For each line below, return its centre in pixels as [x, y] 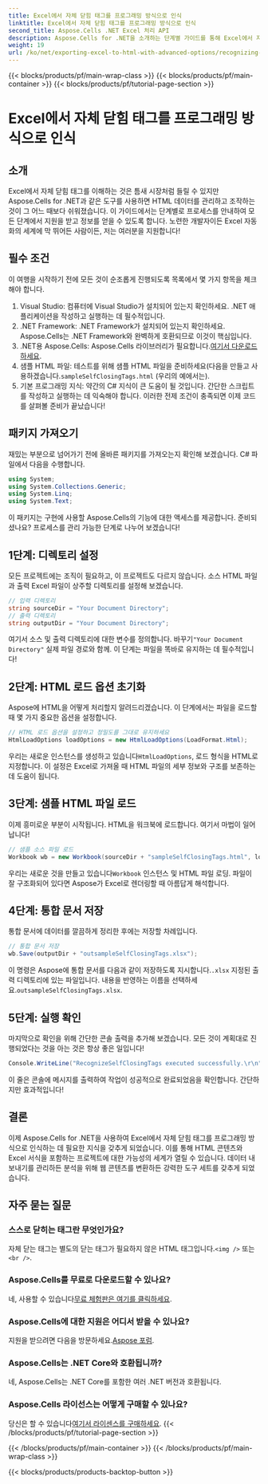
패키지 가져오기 [43, 433]
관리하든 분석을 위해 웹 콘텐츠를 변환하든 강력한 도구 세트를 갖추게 [138, 1167]
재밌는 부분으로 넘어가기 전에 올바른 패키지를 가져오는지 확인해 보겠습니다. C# [129, 454]
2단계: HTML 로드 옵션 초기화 [77, 687]
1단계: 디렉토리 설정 [53, 555]
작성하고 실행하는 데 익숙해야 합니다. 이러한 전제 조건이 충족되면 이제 [135, 396]
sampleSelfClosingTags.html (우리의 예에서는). [135, 376]
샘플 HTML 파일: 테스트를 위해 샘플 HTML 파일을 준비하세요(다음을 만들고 [134, 366]
